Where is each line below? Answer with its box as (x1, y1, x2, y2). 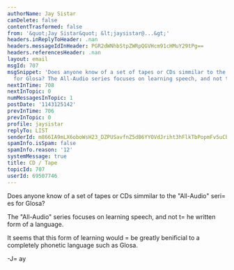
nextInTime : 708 (7, 82, 54, 89)
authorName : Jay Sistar (7, 10, 77, 17)
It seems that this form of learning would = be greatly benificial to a (7, 233, 200, 241)
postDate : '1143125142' (7, 101, 77, 108)
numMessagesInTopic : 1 (7, 95, 73, 102)
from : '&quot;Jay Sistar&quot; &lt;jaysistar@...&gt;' (7, 29, 170, 37)
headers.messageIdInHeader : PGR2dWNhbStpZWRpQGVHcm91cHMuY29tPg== (7, 43, 204, 50)
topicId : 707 (7, 165, 45, 173)
